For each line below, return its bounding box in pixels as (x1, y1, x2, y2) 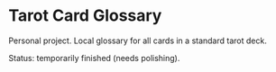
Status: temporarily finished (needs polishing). (8, 52, 180, 63)
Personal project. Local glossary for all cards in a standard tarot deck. (8, 35, 267, 46)
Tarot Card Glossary (8, 5, 162, 26)
